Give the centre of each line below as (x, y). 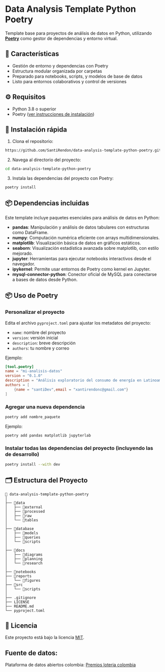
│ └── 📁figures (23, 580)
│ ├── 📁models (22, 533)
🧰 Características (32, 54)
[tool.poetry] (20, 367)
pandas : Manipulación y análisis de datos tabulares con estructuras (81, 227)
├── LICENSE (17, 602)
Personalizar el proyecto (35, 312)
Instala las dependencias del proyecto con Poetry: (63, 178)
